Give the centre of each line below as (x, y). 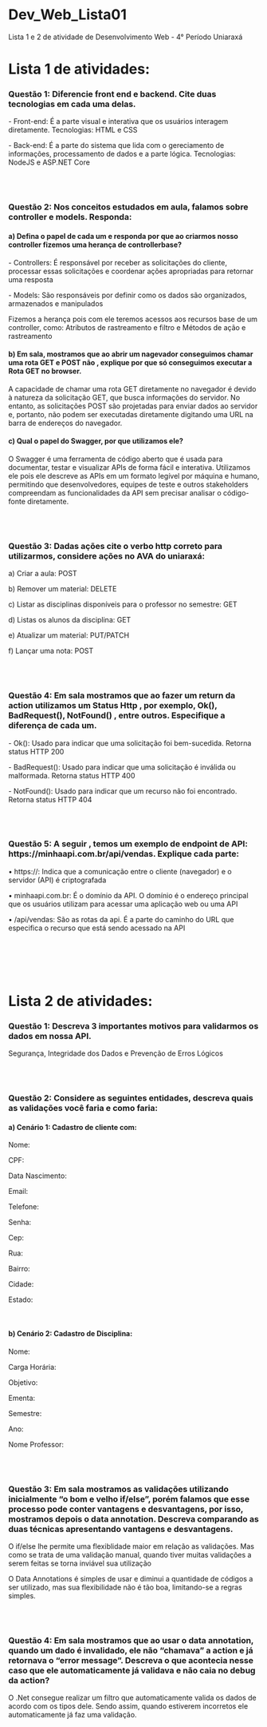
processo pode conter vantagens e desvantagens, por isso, (126, 1509)
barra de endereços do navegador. (65, 423)
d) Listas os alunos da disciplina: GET (70, 620)
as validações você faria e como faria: (83, 1108)
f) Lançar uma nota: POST (51, 651)
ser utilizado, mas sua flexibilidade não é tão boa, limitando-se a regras (126, 1587)
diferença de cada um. (53, 726)
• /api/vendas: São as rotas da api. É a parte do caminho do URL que (121, 919)
